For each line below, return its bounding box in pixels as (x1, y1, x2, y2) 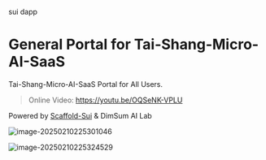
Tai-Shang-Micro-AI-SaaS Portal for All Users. (8, 79, 164, 89)
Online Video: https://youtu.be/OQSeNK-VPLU (28, 95, 183, 105)
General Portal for (8, 36, 132, 54)
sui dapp (8, 7, 38, 16)
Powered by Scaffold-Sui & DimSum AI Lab (8, 110, 152, 120)
